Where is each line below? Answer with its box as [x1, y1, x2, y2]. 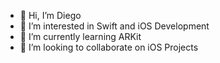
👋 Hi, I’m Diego [19, 10, 82, 21]
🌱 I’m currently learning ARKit [19, 31, 142, 42]
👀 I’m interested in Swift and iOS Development [19, 20, 210, 32]
